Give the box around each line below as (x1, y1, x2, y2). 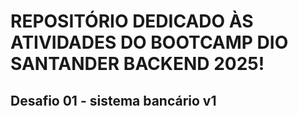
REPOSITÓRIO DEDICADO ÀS (10, 10, 254, 33)
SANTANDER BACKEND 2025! (10, 53, 265, 75)
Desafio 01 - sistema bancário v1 (10, 92, 217, 109)
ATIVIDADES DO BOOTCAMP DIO (10, 31, 289, 54)
